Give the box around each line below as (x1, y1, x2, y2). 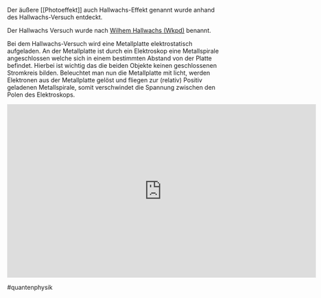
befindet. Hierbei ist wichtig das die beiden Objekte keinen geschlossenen (7, 62, 217, 69)
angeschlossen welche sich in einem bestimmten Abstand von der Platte (7, 54, 213, 62)
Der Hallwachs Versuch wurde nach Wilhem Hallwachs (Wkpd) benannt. (7, 27, 211, 34)
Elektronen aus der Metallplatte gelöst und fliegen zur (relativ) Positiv (7, 76, 202, 84)
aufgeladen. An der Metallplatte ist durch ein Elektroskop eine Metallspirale (7, 47, 219, 55)
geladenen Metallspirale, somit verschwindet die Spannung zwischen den (7, 84, 216, 91)
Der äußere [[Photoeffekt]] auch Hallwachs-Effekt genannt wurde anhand (7, 6, 215, 14)
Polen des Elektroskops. (7, 90, 75, 99)
